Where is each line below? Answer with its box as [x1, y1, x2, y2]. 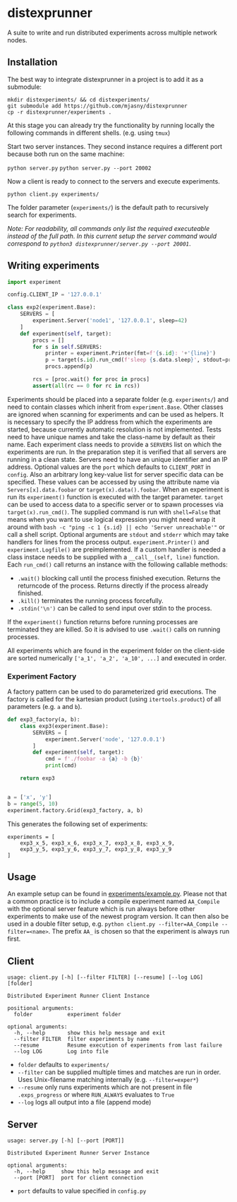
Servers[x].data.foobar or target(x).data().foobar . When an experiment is [7, 485, 230, 494]
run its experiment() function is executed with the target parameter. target [7, 492, 224, 501]
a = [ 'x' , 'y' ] [7, 793, 52, 801]
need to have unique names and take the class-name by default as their [7, 432, 216, 441]
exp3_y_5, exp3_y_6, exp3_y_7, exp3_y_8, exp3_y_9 [20, 845, 172, 852]
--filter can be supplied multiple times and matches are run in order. [17, 1068, 221, 1076]
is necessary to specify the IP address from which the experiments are [7, 417, 213, 426]
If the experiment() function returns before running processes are [7, 617, 198, 626]
